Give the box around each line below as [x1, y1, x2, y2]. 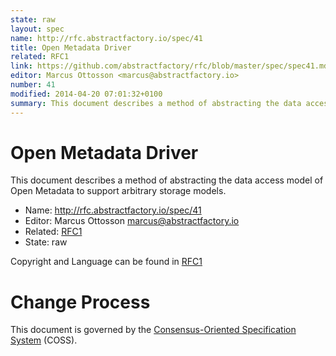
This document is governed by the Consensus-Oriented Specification [10, 324, 297, 336]
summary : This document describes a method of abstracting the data [10, 98, 302, 108]
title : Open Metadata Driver [10, 42, 132, 53]
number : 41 [10, 80, 56, 90]
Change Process [10, 291, 151, 313]
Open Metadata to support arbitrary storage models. [10, 185, 227, 197]
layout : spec [10, 24, 65, 34]
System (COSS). [10, 334, 78, 346]
